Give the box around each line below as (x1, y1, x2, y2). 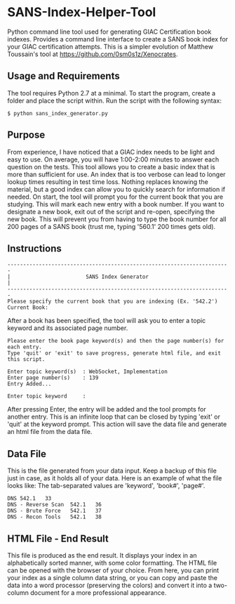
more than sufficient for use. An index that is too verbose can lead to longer (7, 170, 226, 178)
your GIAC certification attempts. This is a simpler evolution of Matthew (7, 42, 214, 51)
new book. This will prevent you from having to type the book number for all (7, 215, 227, 223)
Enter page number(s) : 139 (7, 374, 99, 381)
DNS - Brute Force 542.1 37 (7, 507, 102, 515)
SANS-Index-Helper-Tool (7, 4, 156, 20)
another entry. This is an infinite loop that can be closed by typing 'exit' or (7, 412, 221, 421)
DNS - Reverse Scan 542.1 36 (7, 501, 102, 508)
